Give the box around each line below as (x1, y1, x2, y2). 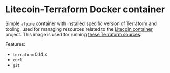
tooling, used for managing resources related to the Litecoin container (5, 26, 153, 32)
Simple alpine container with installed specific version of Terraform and (5, 20, 157, 27)
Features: (5, 41, 26, 47)
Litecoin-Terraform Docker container (5, 4, 165, 15)
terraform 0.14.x (12, 51, 47, 57)
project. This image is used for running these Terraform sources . (5, 31, 142, 37)
